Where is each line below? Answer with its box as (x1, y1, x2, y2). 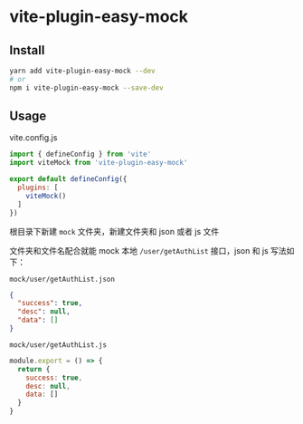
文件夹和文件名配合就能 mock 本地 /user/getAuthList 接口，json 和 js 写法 (9, 245, 287, 255)
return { (17, 364, 51, 373)
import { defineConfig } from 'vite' (9, 149, 152, 159)
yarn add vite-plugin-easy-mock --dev (9, 66, 156, 75)
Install (9, 43, 45, 58)
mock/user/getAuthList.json (9, 275, 116, 284)
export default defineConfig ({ (9, 175, 128, 184)
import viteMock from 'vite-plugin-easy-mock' (9, 159, 188, 168)
